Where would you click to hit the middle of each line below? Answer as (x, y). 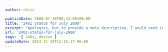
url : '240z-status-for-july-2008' (41, 33)
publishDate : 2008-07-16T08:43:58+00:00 (48, 19)
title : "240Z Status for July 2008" (43, 23)
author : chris (20, 10)
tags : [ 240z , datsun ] (31, 37)
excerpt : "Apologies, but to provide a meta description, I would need (81, 28)
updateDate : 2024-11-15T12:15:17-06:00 (47, 42)
